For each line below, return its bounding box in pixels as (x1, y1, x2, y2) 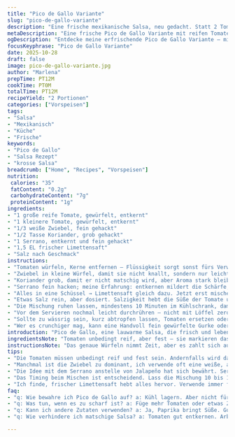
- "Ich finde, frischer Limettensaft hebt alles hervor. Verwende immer (7, 380, 224, 388)
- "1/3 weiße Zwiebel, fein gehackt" (7, 224, 117, 231)
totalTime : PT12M (7, 88, 58, 95)
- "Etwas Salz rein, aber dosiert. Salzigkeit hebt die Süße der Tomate (7, 296, 224, 303)
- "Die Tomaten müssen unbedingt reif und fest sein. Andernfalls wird (7, 354, 220, 362)
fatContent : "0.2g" (10, 186, 68, 193)
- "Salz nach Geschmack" (7, 251, 80, 258)
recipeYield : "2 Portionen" (7, 95, 90, 102)
